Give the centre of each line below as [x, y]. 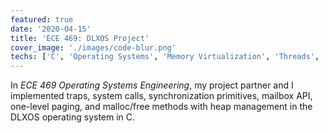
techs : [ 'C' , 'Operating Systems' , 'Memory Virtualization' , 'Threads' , [165, 57]
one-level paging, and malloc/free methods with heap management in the [161, 107]
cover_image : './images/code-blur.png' [93, 47]
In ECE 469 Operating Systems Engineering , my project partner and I [152, 85]
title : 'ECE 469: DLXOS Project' [80, 38]
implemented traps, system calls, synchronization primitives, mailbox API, [161, 96]
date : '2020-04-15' [51, 29]
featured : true [42, 19]
